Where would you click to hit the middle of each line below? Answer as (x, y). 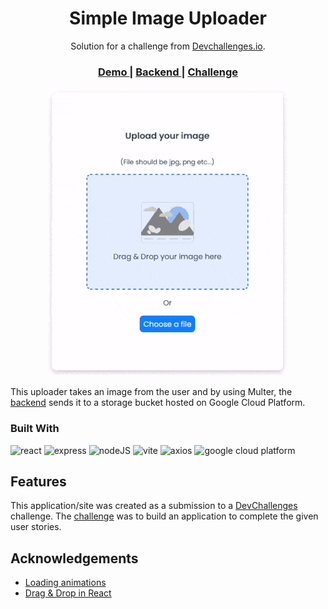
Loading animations (65, 583)
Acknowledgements (74, 558)
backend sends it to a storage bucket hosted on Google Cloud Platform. (158, 403)
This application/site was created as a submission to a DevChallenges (154, 506)
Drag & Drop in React (68, 593)
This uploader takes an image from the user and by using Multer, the (151, 392)
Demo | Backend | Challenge (168, 72)
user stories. (36, 527)
